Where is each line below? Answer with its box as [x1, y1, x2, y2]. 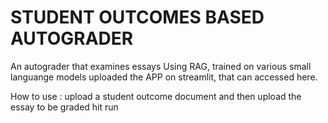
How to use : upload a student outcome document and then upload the [10, 90, 302, 102]
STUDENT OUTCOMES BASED [10, 6, 265, 29]
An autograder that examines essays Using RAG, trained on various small [10, 60, 312, 72]
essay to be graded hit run [10, 101, 119, 113]
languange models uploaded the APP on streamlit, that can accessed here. [10, 71, 318, 83]
